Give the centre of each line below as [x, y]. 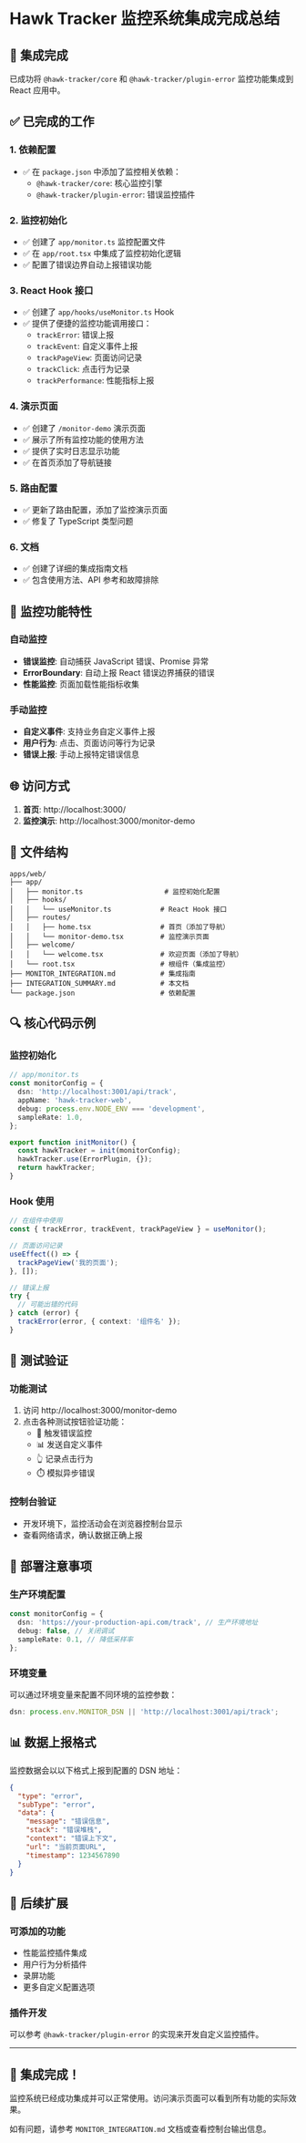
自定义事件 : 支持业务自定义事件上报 [89, 731]
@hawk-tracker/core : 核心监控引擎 [99, 182]
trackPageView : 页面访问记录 [89, 357]
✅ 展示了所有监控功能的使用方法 [83, 440]
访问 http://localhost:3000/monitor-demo [100, 1411]
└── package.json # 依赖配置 [102, 993]
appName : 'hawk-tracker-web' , [75, 1101]
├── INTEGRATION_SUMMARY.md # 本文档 [99, 983]
